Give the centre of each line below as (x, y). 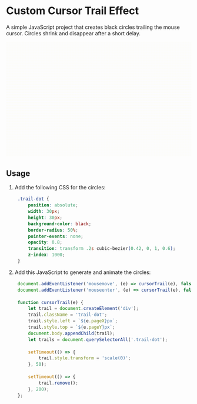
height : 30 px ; (45, 218)
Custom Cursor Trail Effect (73, 11)
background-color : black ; (60, 224)
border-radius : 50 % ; (53, 230)
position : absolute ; (53, 205)
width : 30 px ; (44, 212)
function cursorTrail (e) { (50, 302)
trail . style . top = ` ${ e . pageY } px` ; (71, 328)
